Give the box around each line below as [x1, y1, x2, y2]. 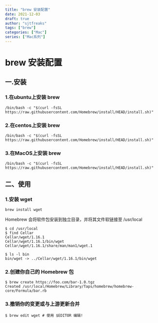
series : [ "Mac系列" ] [5, 35, 45, 40]
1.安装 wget [5, 196, 33, 203]
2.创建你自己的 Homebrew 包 [5, 268, 74, 275]
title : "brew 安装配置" [5, 7, 50, 12]
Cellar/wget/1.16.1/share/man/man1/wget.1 [5, 243, 93, 249]
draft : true [5, 16, 29, 21]
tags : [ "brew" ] [5, 25, 36, 30]
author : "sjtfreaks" [5, 21, 47, 26]
